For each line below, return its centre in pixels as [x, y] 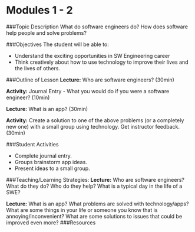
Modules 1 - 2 [39, 10]
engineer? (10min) [28, 97]
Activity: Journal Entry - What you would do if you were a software [88, 91]
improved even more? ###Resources [51, 223]
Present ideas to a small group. [52, 168]
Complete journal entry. [43, 156]
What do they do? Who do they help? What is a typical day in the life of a [94, 186]
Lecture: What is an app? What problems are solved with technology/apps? [97, 204]
